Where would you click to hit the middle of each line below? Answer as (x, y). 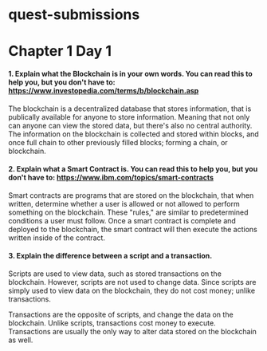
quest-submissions (74, 15)
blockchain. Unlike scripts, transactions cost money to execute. (112, 323)
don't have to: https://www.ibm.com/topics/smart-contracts (111, 178)
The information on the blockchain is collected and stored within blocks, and (133, 134)
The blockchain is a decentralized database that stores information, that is (130, 108)
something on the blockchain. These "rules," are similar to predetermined (128, 212)
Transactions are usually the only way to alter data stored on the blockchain (133, 331)
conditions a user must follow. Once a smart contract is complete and (122, 220)
